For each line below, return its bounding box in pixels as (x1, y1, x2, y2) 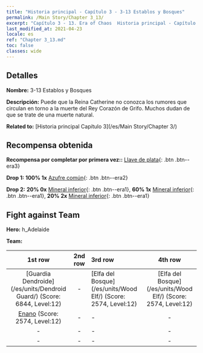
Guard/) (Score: (16, 292, 61, 301)
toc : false (6, 43, 34, 49)
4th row (158, 256, 181, 264)
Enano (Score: (18, 310, 59, 318)
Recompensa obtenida (6, 140, 93, 150)
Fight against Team (6, 209, 80, 220)
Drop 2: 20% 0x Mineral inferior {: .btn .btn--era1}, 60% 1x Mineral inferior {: (6, 186, 195, 193)
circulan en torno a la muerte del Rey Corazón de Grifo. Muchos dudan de (6, 104, 190, 112)
